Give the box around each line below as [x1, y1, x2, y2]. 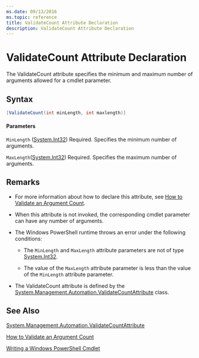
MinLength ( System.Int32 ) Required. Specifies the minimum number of [6, 136, 177, 143]
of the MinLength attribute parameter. [23, 271, 114, 278]
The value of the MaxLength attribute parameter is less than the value [23, 264, 191, 271]
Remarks [6, 177, 40, 187]
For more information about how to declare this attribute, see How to [14, 193, 183, 200]
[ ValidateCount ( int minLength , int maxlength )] [6, 110, 127, 116]
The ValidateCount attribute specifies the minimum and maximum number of [6, 71, 193, 78]
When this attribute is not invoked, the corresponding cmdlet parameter [14, 211, 190, 218]
